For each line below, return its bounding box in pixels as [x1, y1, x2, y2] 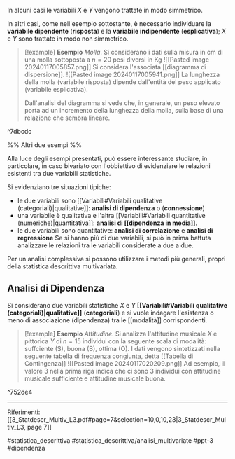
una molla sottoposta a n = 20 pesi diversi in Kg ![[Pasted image [24, 55, 210, 64]
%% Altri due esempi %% [7, 141, 83, 149]
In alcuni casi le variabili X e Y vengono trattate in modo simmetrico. [7, 6, 203, 14]
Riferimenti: [7, 408, 41, 416]
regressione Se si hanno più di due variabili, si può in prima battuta [17, 234, 211, 242]
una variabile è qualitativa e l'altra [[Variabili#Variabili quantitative [17, 212, 206, 219]
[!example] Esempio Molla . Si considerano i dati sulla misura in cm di [24, 48, 223, 56]
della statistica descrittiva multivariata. [7, 262, 118, 270]
